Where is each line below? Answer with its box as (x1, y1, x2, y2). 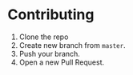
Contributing (7, 6, 95, 24)
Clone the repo (18, 32, 69, 41)
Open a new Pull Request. (18, 57, 105, 67)
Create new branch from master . (18, 40, 126, 49)
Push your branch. (18, 49, 81, 58)
